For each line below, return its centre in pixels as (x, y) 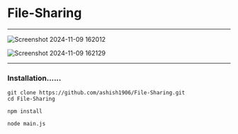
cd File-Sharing (31, 99)
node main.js (27, 124)
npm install (25, 111)
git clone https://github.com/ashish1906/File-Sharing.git (96, 93)
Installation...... (34, 78)
